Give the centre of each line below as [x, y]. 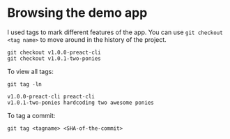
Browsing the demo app [77, 13]
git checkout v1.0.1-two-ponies [54, 58]
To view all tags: [30, 71]
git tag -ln [24, 84]
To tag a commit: [31, 115]
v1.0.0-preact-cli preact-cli [51, 96]
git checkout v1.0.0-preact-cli [54, 52]
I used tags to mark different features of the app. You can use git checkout [115, 32]
